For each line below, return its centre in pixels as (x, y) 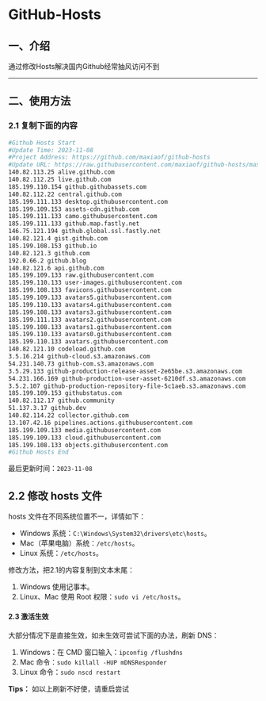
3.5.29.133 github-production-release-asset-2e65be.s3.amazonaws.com (125, 371)
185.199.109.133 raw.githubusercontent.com (81, 275)
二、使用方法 (40, 101)
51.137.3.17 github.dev (47, 408)
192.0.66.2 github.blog (47, 260)
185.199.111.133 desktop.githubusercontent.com (88, 201)
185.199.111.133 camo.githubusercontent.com (83, 216)
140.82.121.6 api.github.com (56, 268)
